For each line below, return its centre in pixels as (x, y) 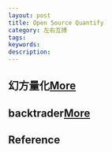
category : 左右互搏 (38, 30)
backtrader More (49, 113)
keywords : (24, 45)
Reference (34, 140)
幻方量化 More (42, 86)
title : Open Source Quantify (56, 23)
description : (30, 52)
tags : (17, 37)
